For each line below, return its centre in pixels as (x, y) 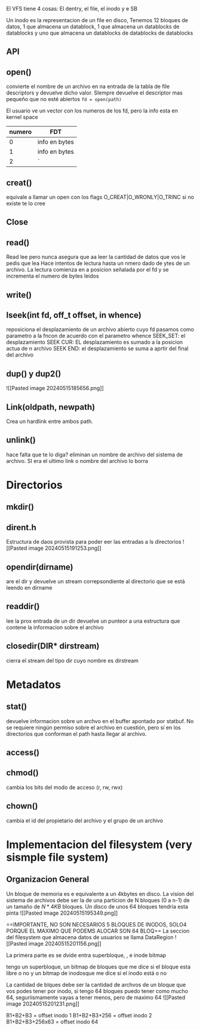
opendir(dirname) (40, 567)
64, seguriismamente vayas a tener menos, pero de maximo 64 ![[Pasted (96, 997)
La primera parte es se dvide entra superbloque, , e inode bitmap (86, 955)
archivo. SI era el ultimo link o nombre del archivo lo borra (77, 461)
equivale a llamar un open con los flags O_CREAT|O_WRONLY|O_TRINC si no (100, 197)
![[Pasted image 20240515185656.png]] (55, 388)
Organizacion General (48, 880)
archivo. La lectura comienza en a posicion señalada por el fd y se (87, 270)
